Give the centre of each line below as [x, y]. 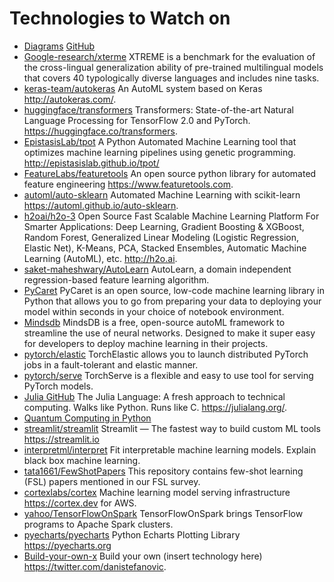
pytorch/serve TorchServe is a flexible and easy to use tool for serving [168, 375]
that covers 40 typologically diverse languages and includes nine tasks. [171, 78]
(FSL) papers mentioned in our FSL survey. [112, 481]
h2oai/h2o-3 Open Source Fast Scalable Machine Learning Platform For [171, 216]
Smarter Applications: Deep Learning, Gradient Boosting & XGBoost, [164, 226]
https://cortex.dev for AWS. [80, 503]
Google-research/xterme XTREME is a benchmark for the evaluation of [169, 56]
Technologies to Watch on [120, 18]
